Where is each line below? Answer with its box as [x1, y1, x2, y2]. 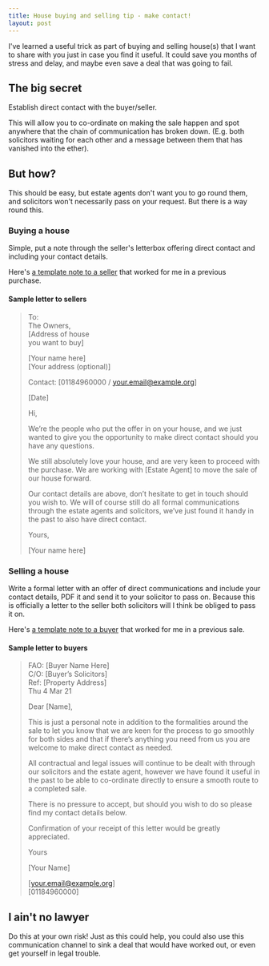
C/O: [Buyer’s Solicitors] [27, 670, 108, 679]
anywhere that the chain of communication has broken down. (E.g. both [8, 127, 245, 136]
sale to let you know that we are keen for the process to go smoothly [27, 726, 255, 735]
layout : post [8, 19, 52, 27]
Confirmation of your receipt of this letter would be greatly [27, 823, 221, 833]
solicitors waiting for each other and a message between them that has [8, 135, 243, 145]
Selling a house [8, 566, 70, 577]
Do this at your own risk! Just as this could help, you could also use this [8, 931, 244, 941]
